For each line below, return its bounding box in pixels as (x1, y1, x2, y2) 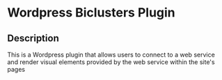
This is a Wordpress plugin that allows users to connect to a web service (7, 50, 216, 59)
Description (7, 32, 59, 44)
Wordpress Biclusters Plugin (7, 5, 175, 21)
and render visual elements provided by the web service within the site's (7, 58, 215, 66)
